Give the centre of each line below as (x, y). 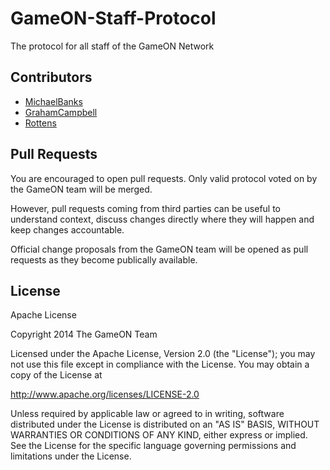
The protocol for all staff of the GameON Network (112, 46)
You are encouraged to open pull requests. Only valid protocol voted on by (164, 178)
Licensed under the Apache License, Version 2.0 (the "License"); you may (163, 354)
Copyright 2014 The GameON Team (84, 334)
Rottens (40, 123)
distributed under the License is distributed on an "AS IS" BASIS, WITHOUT (165, 424)
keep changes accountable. (67, 229)
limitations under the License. (71, 456)
